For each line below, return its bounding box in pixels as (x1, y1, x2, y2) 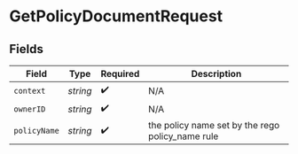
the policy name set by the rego (147, 119, 280, 131)
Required (100, 68, 140, 80)
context (13, 86, 46, 96)
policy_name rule (147, 130, 219, 142)
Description (191, 68, 242, 80)
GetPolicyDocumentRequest (9, 6, 223, 27)
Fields (9, 42, 44, 57)
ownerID (13, 104, 46, 114)
